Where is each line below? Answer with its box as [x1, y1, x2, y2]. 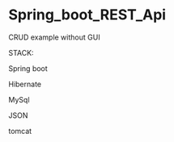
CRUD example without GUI [8, 32, 100, 42]
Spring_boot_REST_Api [8, 6, 167, 24]
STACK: [8, 48, 34, 57]
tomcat [8, 126, 32, 136]
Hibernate [8, 79, 42, 89]
